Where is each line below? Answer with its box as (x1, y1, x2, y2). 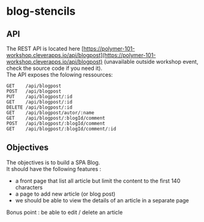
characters (15, 183, 43, 191)
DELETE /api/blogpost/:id (6, 104, 72, 110)
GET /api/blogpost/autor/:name (6, 110, 95, 116)
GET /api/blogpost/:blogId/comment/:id (6, 126, 116, 132)
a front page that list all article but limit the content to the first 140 (15, 177, 181, 185)
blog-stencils (6, 4, 76, 18)
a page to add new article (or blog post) (15, 190, 116, 197)
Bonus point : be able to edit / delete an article (6, 209, 123, 216)
